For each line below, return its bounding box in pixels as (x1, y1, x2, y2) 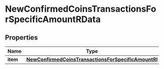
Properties (5, 33, 38, 42)
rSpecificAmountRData (5, 14, 101, 25)
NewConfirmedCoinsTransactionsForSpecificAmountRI (26, 56, 158, 63)
